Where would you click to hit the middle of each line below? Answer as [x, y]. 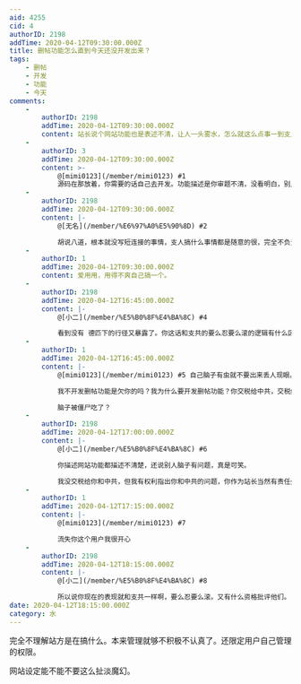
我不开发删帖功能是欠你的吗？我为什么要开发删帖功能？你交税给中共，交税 [174, 391]
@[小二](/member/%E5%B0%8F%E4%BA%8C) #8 [132, 581]
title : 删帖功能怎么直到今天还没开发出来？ [80, 51]
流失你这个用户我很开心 [94, 539]
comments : [28, 101]
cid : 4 [21, 26]
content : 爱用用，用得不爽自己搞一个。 [107, 276]
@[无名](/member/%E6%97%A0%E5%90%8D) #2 [132, 226]
